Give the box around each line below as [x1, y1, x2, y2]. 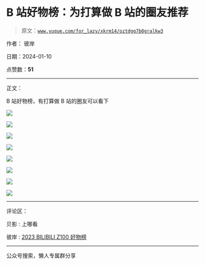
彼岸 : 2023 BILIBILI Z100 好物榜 [6, 233, 87, 241]
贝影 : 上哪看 [6, 220, 38, 227]
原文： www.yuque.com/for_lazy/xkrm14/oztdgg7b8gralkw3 [21, 27, 164, 34]
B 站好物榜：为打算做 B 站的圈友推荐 [6, 5, 189, 19]
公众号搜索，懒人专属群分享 [6, 252, 76, 259]
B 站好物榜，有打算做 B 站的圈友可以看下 [6, 97, 109, 104]
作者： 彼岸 [6, 40, 35, 47]
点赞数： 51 [6, 65, 34, 73]
